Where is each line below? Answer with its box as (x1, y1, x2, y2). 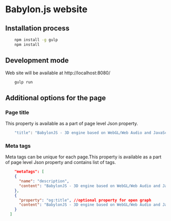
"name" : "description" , (18, 179, 70, 184)
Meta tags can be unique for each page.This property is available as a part (5, 154, 162, 160)
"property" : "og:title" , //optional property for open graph (18, 198, 152, 203)
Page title (5, 108, 30, 116)
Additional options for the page (5, 93, 106, 102)
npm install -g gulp (14, 37, 58, 42)
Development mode (5, 56, 69, 65)
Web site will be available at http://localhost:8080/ (5, 70, 110, 76)
